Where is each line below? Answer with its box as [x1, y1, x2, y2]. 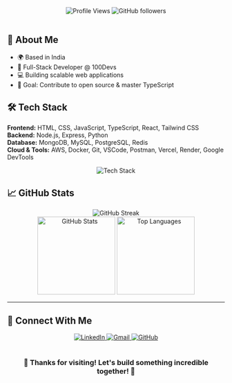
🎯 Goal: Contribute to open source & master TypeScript [17, 80, 175, 89]
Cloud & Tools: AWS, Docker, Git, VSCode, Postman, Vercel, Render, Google [7, 145, 224, 154]
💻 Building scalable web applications [17, 71, 124, 79]
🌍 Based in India [17, 53, 66, 61]
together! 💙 [96, 366, 136, 376]
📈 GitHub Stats [7, 187, 75, 199]
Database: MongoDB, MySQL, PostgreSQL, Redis [7, 138, 148, 146]
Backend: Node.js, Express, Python [7, 131, 108, 139]
